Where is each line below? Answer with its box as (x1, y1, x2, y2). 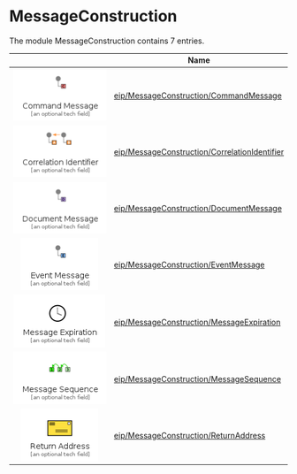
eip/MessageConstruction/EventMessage (113, 259, 265, 271)
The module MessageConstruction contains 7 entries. (9, 35, 205, 46)
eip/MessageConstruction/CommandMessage (113, 90, 283, 101)
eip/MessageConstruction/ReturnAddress (113, 431, 266, 441)
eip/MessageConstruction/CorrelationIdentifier (113, 147, 285, 157)
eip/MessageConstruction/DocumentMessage (113, 203, 283, 214)
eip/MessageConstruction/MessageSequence (113, 373, 281, 384)
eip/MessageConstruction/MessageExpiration (113, 317, 281, 327)
